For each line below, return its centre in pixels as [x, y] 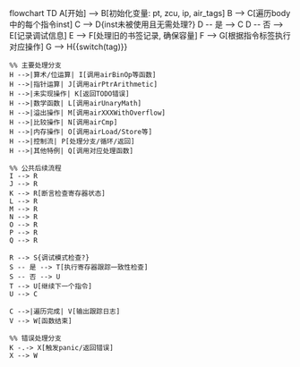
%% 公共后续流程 [35, 168]
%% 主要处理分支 [35, 65]
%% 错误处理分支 [35, 338]
